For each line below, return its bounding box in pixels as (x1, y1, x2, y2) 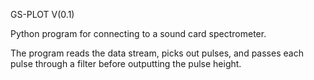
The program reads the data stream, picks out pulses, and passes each (10, 47, 304, 59)
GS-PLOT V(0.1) (10, 9, 75, 20)
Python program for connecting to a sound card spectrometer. (10, 28, 267, 39)
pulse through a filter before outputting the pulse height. (10, 58, 242, 69)
